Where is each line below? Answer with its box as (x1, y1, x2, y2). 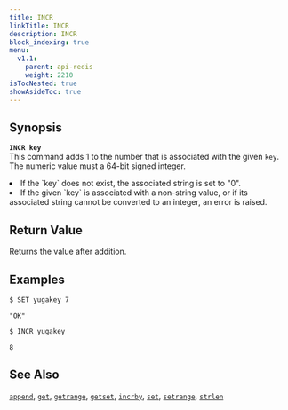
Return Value (9, 223, 83, 238)
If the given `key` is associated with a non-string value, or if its (20, 187, 249, 198)
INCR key (9, 144, 42, 153)
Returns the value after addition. (9, 246, 127, 257)
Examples (9, 272, 65, 287)
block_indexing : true (9, 37, 90, 47)
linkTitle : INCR (9, 21, 69, 30)
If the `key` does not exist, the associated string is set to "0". (20, 178, 242, 189)
